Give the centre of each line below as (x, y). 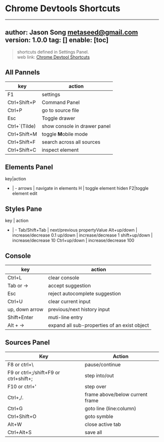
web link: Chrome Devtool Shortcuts (53, 57)
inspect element (60, 150)
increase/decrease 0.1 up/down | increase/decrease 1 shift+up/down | (82, 235)
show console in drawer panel (76, 126)
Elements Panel (29, 167)
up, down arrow (26, 309)
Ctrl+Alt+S (20, 432)
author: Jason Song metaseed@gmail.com (72, 32)
